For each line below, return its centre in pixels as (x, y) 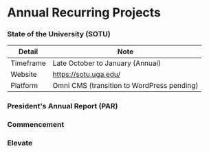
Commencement (36, 125)
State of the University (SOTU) (59, 34)
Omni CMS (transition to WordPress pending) (125, 86)
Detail (28, 51)
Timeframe (28, 63)
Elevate (20, 143)
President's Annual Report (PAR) (63, 106)
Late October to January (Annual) (107, 63)
